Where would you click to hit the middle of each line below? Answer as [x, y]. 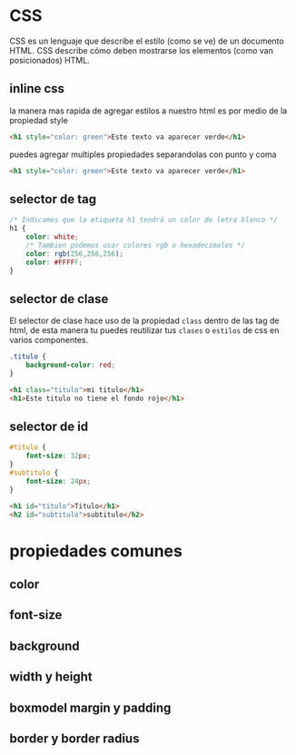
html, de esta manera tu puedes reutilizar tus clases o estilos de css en [144, 330]
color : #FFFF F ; [54, 262]
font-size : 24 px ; [59, 481]
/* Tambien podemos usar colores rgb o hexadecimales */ [136, 245]
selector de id [49, 427]
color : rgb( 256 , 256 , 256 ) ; [75, 254]
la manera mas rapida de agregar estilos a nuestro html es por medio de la [148, 111]
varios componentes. [49, 340]
